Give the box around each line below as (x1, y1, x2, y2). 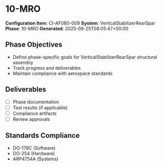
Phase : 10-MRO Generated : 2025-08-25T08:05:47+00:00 (5, 25, 129, 31)
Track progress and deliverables (12, 65, 81, 71)
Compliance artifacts (12, 110, 57, 116)
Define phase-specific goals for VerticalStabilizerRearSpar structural (12, 54, 157, 60)
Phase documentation (12, 98, 59, 105)
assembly (12, 59, 33, 66)
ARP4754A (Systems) (12, 156, 59, 162)
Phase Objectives (5, 40, 62, 49)
